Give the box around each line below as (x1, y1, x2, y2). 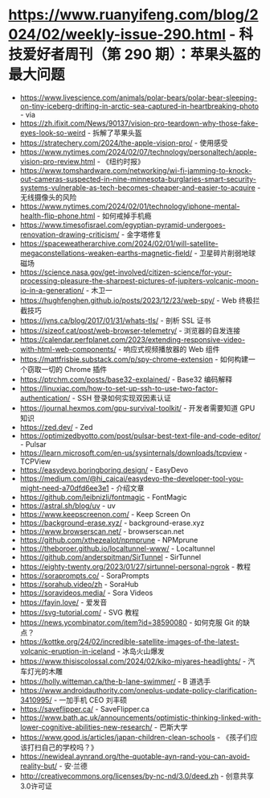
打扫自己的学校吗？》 (27, 742, 98, 752)
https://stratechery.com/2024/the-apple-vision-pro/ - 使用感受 (19, 138, 228, 147)
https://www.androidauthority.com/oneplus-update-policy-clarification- (19, 685, 257, 695)
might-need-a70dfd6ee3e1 (19, 483, 110, 493)
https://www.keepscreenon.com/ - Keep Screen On (19, 509, 190, 519)
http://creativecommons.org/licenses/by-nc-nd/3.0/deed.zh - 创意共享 (19, 771, 255, 780)
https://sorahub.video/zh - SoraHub (19, 579, 139, 589)
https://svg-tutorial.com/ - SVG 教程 (19, 607, 139, 617)
